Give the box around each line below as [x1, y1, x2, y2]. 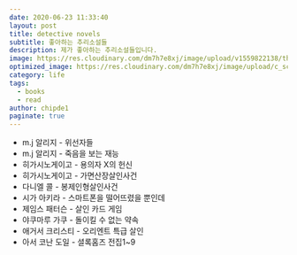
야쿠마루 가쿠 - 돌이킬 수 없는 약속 [21, 214, 140, 226]
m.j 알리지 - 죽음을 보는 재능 [21, 148, 119, 159]
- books [17, 87, 46, 96]
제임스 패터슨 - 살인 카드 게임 [21, 204, 123, 214]
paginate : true [9, 112, 65, 120]
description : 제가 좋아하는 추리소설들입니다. [9, 46, 157, 55]
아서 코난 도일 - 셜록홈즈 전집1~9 [21, 236, 136, 248]
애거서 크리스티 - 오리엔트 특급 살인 [21, 226, 144, 236]
